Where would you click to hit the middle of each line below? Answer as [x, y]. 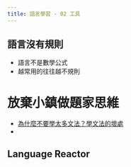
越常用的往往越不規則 [49, 71]
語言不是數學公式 [42, 63]
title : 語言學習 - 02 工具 [44, 14]
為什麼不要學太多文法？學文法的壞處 [70, 124]
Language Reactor [49, 154]
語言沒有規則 [35, 44]
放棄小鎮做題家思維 [63, 103]
